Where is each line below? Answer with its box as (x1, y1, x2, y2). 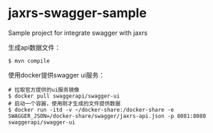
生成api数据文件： (8, 43, 61, 51)
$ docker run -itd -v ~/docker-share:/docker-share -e (8, 106, 175, 113)
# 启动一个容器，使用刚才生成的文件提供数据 (8, 100, 121, 107)
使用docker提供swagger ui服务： (8, 70, 105, 79)
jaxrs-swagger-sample (8, 5, 147, 21)
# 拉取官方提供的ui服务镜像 (8, 86, 80, 93)
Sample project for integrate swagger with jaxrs (8, 28, 148, 37)
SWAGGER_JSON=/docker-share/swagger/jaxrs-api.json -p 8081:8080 (8, 112, 206, 119)
